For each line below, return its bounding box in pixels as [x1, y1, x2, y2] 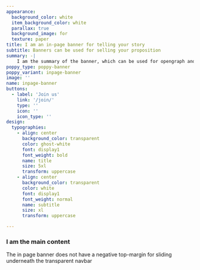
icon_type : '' [17, 113, 52, 119]
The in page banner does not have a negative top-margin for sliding [6, 251, 172, 258]
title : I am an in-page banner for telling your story [6, 42, 145, 48]
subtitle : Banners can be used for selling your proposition [6, 47, 161, 53]
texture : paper [11, 36, 49, 42]
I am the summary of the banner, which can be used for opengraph [17, 58, 185, 64]
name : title [21, 158, 52, 164]
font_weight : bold [21, 152, 68, 158]
